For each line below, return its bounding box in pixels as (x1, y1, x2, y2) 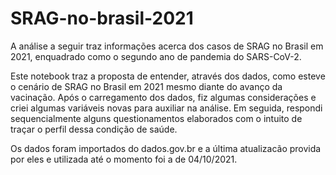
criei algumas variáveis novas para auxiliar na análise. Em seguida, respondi (10, 102, 323, 114)
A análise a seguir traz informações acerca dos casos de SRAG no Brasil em (10, 40, 324, 52)
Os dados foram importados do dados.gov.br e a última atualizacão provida (10, 142, 322, 154)
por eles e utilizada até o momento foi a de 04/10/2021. (10, 153, 238, 165)
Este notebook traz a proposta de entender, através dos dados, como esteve (10, 70, 326, 82)
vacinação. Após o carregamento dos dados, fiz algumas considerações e (10, 91, 317, 103)
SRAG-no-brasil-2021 (10, 7, 194, 30)
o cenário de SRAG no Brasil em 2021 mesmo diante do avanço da (10, 80, 283, 92)
